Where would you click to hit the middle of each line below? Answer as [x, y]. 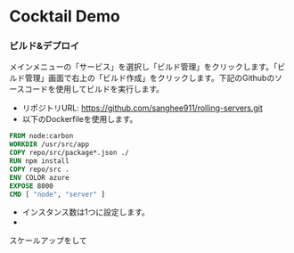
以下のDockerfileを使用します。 [80, 119]
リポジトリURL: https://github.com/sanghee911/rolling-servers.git [142, 108]
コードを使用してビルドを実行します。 [94, 89]
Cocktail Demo [65, 16]
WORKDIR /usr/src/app [49, 144]
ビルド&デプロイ [45, 46]
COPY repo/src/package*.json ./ [69, 153]
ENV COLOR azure [39, 177]
